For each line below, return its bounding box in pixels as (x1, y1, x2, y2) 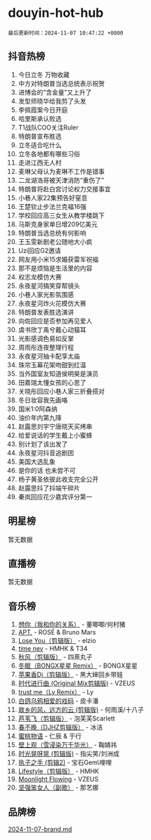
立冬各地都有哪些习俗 (18, 149, 80, 158)
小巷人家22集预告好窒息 (18, 193, 88, 202)
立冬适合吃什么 (18, 141, 62, 149)
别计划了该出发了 (18, 440, 68, 448)
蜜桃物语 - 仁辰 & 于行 (18, 732, 82, 740)
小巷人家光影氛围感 (18, 290, 74, 298)
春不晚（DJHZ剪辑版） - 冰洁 (18, 723, 103, 732)
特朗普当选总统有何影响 (18, 229, 86, 237)
